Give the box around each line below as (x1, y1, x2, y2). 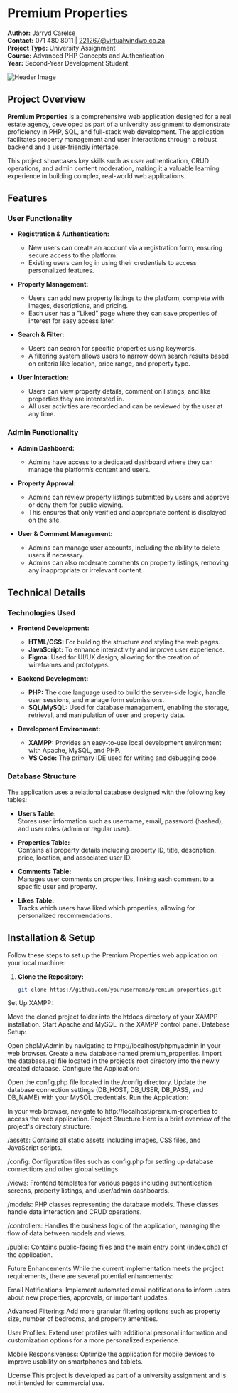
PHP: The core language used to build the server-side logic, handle (28, 688, 226, 696)
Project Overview (7, 93, 86, 106)
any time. (28, 410, 55, 418)
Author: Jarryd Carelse (7, 29, 76, 37)
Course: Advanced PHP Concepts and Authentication (7, 51, 165, 60)
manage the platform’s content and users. (28, 465, 151, 473)
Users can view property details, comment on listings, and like (28, 387, 211, 396)
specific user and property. (17, 882, 97, 890)
